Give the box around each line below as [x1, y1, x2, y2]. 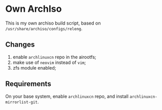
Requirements [5, 80, 51, 89]
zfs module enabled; [12, 64, 56, 71]
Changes [5, 40, 35, 49]
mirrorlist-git [5, 99, 38, 105]
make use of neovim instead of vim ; [12, 59, 86, 65]
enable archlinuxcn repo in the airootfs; [12, 54, 96, 60]
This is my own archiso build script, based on [5, 20, 101, 26]
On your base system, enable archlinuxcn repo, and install [5, 93, 129, 99]
